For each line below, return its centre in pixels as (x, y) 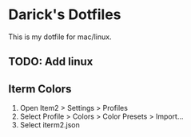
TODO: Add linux (51, 62)
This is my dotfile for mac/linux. (60, 37)
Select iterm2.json (50, 125)
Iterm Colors (40, 89)
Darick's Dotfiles (65, 15)
